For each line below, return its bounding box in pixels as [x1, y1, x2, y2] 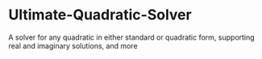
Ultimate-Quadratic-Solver [8, 6, 192, 24]
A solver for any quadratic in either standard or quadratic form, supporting [8, 32, 256, 42]
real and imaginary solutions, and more [8, 40, 139, 50]
